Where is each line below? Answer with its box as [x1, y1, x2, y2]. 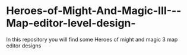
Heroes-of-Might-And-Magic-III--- [6, 4, 182, 18]
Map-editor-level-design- [6, 16, 136, 30]
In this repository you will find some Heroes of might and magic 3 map [6, 36, 178, 43]
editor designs [6, 42, 42, 49]
